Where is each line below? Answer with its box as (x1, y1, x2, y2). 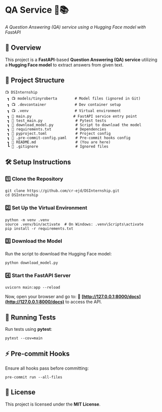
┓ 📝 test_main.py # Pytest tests (7, 118, 107, 123)
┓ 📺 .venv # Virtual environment (7, 108, 121, 113)
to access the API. (65, 299, 102, 305)
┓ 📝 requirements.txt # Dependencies (7, 127, 107, 131)
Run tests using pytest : (5, 326, 53, 332)
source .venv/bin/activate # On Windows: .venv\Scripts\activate (5, 222, 144, 227)
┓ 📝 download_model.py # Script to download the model (7, 122, 141, 127)
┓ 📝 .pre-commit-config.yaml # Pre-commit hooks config (7, 135, 131, 140)
